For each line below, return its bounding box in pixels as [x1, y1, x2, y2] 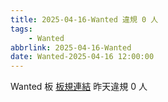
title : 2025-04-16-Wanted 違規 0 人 [10, 14, 159, 25]
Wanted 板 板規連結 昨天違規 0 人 [10, 81, 148, 93]
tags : [10, 24, 33, 34]
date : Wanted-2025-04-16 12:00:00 [10, 52, 155, 62]
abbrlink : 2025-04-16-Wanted [10, 42, 132, 53]
